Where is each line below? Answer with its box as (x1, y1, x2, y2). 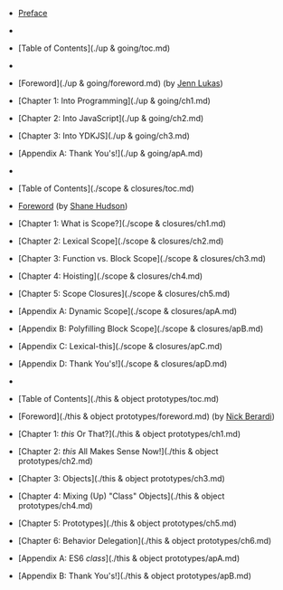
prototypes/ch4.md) (17, 500, 93, 510)
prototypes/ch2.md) (17, 456, 93, 466)
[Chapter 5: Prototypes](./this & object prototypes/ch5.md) (17, 518, 237, 528)
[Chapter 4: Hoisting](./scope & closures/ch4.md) (17, 271, 203, 281)
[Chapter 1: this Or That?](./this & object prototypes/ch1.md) (17, 429, 241, 439)
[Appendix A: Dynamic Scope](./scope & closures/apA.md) (17, 306, 238, 316)
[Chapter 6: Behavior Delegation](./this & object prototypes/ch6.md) (17, 536, 272, 546)
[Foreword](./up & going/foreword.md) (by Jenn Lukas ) (17, 78, 223, 89)
